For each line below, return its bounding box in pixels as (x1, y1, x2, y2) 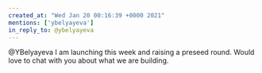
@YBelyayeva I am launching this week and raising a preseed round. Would (8, 48, 255, 57)
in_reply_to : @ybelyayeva (8, 26, 94, 34)
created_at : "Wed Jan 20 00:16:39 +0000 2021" (8, 11, 165, 20)
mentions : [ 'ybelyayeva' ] (8, 19, 94, 27)
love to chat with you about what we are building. (8, 56, 169, 65)
